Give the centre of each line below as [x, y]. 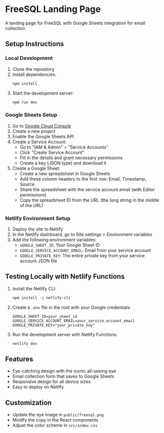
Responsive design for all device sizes [51, 382]
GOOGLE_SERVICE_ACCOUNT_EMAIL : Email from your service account [85, 250]
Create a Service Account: [39, 142]
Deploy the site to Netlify [38, 229]
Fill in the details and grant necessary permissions [71, 158]
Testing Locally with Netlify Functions [65, 277]
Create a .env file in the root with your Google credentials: [72, 307]
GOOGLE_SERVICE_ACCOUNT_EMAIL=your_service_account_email [74, 321]
